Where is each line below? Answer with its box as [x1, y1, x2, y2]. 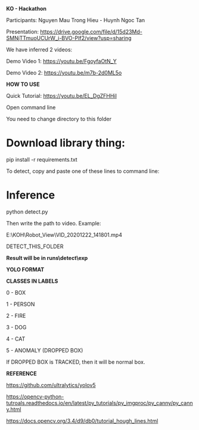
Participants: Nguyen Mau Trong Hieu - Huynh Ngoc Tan [6, 17, 145, 23]
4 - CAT [6, 335, 26, 342]
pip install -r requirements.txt [6, 156, 77, 163]
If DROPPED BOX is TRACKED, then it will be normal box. [6, 358, 145, 366]
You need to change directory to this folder [6, 116, 112, 122]
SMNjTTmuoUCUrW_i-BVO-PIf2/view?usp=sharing [6, 35, 132, 41]
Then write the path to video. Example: [6, 219, 101, 227]
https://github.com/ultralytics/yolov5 [6, 381, 97, 388]
